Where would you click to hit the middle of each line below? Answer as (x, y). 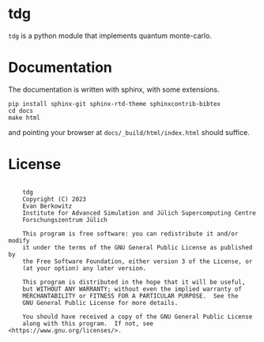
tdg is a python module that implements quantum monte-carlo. (110, 36)
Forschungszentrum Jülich (65, 220)
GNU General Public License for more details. (100, 303)
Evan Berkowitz (47, 206)
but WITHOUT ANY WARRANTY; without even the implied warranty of (132, 289)
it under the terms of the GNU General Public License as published (138, 247)
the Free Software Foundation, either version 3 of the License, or (138, 261)
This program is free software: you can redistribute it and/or (130, 234)
